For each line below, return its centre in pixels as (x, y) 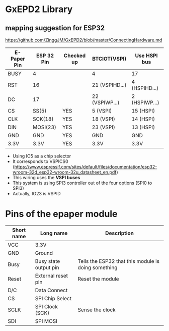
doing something (98, 267)
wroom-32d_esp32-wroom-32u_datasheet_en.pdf (64, 172)
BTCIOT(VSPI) (109, 59)
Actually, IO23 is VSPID (36, 194)
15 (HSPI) (143, 111)
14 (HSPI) (143, 119)
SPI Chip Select (53, 298)
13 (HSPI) (143, 127)
